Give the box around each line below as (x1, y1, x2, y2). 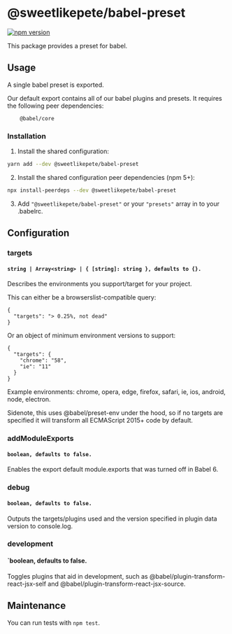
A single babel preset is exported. (7, 80, 105, 89)
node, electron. (7, 395, 51, 404)
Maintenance (7, 600, 66, 612)
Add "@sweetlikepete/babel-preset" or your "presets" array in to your (17, 199, 220, 208)
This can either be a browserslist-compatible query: (7, 293, 157, 302)
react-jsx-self (7, 579, 47, 588)
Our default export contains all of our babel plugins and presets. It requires (7, 94, 222, 102)
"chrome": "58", (20, 357, 68, 365)
